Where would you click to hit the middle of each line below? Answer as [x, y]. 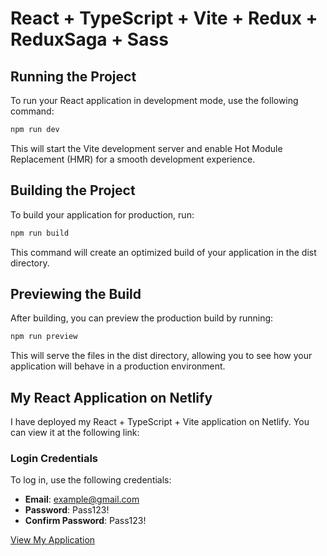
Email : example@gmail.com [82, 499]
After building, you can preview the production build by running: [142, 318]
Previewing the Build [76, 293]
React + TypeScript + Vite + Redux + [164, 18]
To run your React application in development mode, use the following [154, 100]
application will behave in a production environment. [118, 366]
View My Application [53, 540]
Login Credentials [54, 458]
